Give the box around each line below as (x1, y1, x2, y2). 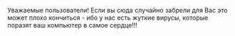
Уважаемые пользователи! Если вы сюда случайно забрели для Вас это (7, 6, 228, 14)
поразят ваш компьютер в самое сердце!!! (7, 21, 137, 29)
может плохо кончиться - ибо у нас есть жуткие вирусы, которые (7, 13, 209, 22)
